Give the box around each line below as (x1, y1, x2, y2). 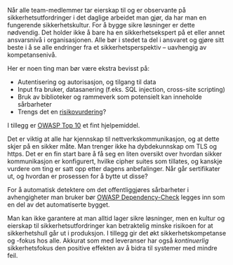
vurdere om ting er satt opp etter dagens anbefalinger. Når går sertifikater (7, 165, 221, 172)
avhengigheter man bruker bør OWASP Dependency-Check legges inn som (7, 193, 225, 201)
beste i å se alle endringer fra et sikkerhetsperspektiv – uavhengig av (7, 43, 207, 51)
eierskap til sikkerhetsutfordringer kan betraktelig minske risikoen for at (7, 222, 213, 230)
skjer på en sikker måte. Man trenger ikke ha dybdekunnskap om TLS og (7, 142, 218, 150)
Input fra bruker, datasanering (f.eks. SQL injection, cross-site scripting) (17, 86, 226, 93)
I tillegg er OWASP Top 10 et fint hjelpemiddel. (7, 121, 140, 129)
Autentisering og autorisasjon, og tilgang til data (17, 78, 157, 86)
